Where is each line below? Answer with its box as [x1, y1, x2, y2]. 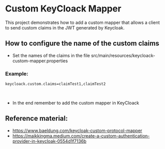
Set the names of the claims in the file [12, 52, 90, 58]
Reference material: [5, 114, 68, 123]
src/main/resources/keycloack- [91, 52, 156, 58]
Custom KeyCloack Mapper [5, 3, 122, 14]
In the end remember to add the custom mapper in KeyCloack [12, 100, 140, 106]
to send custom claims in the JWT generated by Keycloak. [5, 24, 125, 30]
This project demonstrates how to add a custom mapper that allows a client [5, 19, 160, 25]
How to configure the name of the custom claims [5, 39, 160, 48]
